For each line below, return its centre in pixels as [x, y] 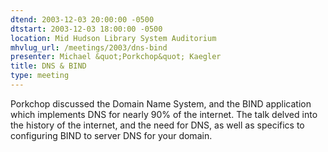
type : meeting [40, 76]
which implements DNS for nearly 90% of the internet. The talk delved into [164, 114]
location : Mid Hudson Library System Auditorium [113, 38]
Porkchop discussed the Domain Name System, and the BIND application [161, 103]
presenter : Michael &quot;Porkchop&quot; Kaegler [116, 57]
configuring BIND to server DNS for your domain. [111, 135]
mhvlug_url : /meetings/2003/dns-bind [89, 47]
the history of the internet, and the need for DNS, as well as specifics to [157, 125]
